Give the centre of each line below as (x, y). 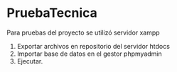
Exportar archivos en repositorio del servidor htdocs (93, 46)
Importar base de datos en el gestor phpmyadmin (90, 54)
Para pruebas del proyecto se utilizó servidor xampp (84, 32)
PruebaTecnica (52, 13)
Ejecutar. (30, 61)
